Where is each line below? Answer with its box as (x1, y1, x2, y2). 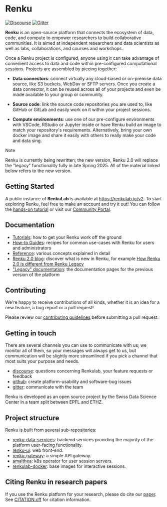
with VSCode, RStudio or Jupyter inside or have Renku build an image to (12, 121, 161, 128)
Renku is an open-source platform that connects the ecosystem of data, (5, 29, 154, 35)
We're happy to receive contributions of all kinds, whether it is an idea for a (5, 299, 160, 305)
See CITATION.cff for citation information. (5, 496, 91, 502)
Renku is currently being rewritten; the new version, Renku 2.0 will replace (5, 157, 158, 163)
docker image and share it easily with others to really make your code (12, 132, 156, 138)
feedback (12, 373, 32, 379)
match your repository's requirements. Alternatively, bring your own (12, 126, 152, 133)
